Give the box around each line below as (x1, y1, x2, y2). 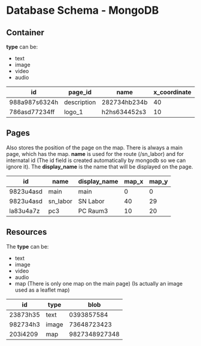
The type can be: (6, 243, 49, 250)
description (63, 98, 96, 106)
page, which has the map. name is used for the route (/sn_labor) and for (6, 150, 184, 157)
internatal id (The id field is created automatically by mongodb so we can (6, 157, 186, 164)
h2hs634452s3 (101, 108, 147, 116)
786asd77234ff (9, 108, 55, 116)
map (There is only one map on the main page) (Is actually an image (14, 280, 183, 287)
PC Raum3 (78, 207, 108, 215)
